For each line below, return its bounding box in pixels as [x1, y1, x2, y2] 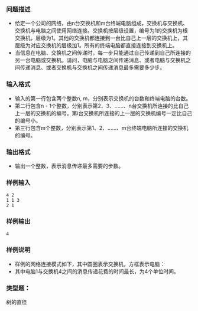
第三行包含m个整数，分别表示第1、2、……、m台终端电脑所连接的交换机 [14, 124, 189, 131]
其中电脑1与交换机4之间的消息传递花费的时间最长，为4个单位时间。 [14, 267, 179, 275]
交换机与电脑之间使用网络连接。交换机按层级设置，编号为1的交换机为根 [14, 27, 188, 34]
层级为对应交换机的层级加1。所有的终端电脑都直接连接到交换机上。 [14, 42, 178, 49]
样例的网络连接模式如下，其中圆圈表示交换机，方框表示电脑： [14, 260, 165, 267]
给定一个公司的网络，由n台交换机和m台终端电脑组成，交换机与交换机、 [14, 19, 189, 27]
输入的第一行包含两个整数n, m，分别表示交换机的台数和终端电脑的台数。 [14, 94, 191, 102]
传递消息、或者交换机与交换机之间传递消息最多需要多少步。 [20, 64, 165, 71]
